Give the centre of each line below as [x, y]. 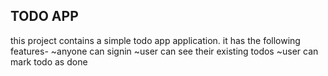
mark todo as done [49, 61]
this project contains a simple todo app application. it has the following [155, 40]
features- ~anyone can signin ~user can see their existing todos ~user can [164, 51]
